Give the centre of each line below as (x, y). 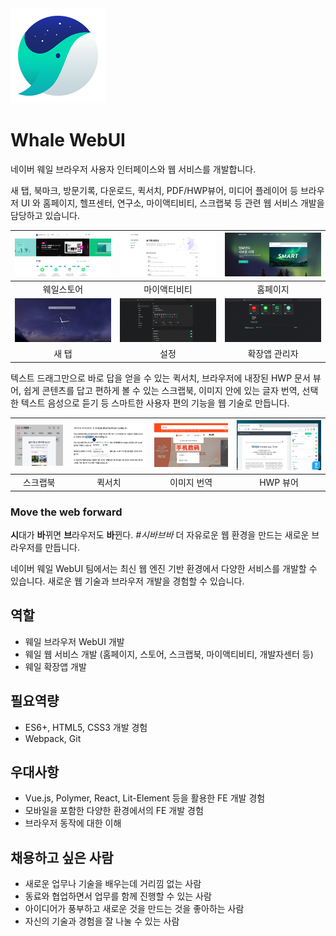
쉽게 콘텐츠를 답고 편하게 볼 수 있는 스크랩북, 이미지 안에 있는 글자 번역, (161, 390)
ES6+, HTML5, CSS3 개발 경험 (86, 727)
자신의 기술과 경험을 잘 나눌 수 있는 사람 (102, 921)
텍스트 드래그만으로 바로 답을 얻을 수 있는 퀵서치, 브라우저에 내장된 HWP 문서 (160, 378)
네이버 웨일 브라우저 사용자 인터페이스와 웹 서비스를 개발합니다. (133, 169)
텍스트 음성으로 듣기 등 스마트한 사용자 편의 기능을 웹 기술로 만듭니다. (155, 403)
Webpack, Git (53, 738)
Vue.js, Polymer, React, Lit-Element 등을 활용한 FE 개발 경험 (145, 798)
